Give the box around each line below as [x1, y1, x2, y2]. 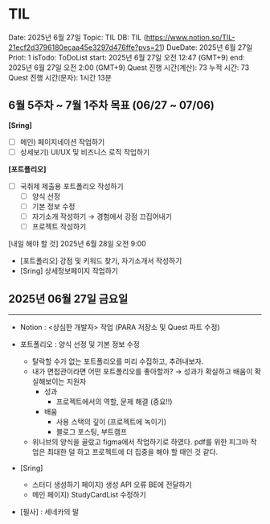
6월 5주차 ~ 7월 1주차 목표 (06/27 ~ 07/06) [8, 98, 215, 113]
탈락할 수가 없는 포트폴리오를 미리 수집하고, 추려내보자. [31, 357, 204, 366]
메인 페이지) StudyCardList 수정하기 [31, 490, 146, 499]
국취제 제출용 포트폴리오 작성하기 [19, 181, 124, 191]
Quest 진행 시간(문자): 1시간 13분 [8, 72, 112, 82]
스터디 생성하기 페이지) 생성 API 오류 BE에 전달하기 [31, 480, 192, 489]
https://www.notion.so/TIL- [145, 32, 235, 42]
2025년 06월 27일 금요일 [8, 291, 129, 306]
